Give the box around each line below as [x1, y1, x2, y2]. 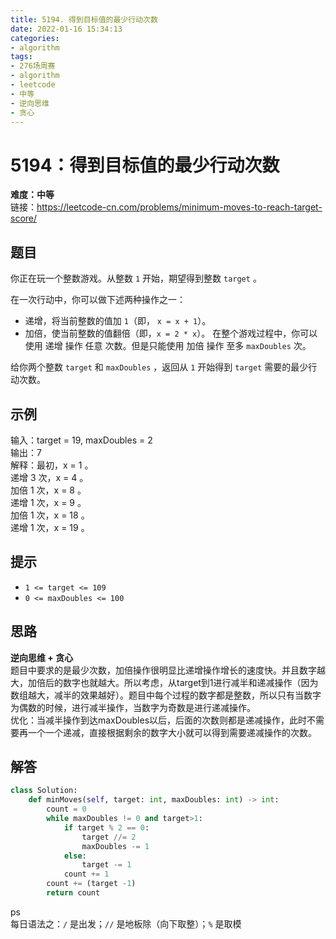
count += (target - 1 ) [46, 879, 137, 889]
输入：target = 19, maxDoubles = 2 [10, 434, 153, 446]
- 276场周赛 [10, 61, 56, 71]
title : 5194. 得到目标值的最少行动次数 [10, 14, 158, 25]
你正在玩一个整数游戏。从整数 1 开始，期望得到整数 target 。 [10, 272, 262, 285]
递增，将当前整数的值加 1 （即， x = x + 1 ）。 [24, 315, 212, 327]
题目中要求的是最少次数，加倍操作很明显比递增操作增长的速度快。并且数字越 [10, 664, 326, 676]
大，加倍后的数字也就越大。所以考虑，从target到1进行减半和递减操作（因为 [10, 676, 319, 688]
